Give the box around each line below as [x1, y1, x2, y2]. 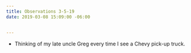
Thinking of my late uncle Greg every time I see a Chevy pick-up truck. [14, 40, 186, 47]
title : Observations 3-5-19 [6, 8, 75, 15]
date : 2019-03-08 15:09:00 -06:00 [6, 14, 91, 20]
